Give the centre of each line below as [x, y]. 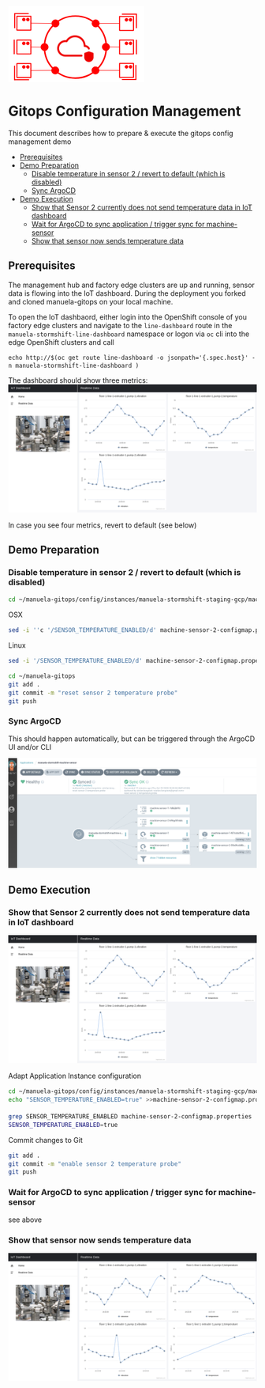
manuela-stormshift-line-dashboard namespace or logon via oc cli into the [129, 334]
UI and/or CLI [30, 747]
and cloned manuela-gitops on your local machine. [91, 301]
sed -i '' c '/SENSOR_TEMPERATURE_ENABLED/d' [82, 630]
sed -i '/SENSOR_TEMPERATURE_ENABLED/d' [76, 661]
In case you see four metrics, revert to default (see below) [103, 525]
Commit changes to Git [45, 1140]
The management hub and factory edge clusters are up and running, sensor [131, 285]
